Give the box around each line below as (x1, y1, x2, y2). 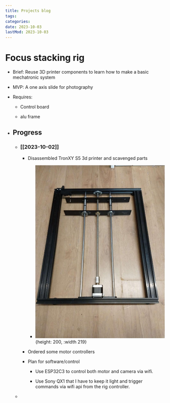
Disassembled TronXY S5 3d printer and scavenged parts (27, 155, 148, 161)
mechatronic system (12, 74, 56, 81)
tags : (5, 13, 17, 19)
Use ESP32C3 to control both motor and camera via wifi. (35, 368, 153, 374)
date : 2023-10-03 (5, 24, 42, 29)
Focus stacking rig (5, 52, 85, 63)
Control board (20, 104, 50, 110)
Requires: (12, 94, 33, 100)
